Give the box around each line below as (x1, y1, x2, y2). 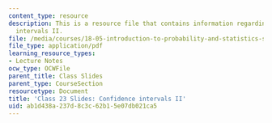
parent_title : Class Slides (8, 72, 104, 80)
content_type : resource (8, 11, 89, 20)
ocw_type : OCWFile (8, 65, 70, 73)
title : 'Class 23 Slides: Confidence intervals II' (8, 95, 186, 103)
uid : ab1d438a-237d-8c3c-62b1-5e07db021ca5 (8, 102, 158, 110)
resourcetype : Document (8, 87, 89, 95)
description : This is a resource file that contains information (8, 19, 233, 28)
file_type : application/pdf (8, 42, 104, 50)
